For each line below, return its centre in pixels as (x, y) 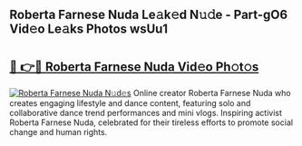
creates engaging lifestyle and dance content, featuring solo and (130, 103)
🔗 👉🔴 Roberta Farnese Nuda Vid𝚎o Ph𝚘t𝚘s (134, 67)
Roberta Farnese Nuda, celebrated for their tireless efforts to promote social (151, 122)
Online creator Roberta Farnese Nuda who (212, 93)
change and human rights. (58, 132)
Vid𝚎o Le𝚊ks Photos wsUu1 (89, 29)
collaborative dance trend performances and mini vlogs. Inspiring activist (146, 113)
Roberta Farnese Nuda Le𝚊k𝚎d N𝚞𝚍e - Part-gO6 (149, 15)
